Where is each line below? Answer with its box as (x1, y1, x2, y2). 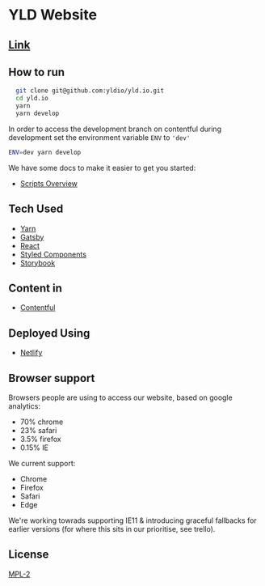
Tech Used (8, 202, 64, 216)
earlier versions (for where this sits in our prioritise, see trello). (8, 524, 216, 534)
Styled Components (19, 249, 87, 259)
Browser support (8, 371, 95, 385)
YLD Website (8, 6, 98, 24)
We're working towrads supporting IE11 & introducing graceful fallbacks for (8, 516, 257, 525)
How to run (8, 65, 65, 79)
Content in (8, 281, 62, 295)
